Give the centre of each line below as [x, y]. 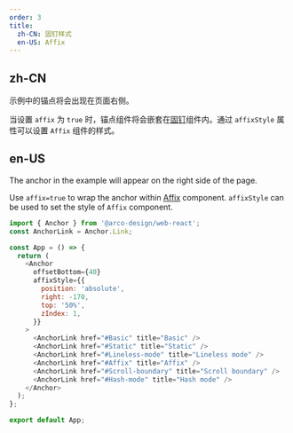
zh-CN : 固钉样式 [45, 34]
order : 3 [25, 17]
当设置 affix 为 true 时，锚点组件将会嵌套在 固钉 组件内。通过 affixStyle [142, 120]
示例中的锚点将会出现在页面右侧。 [71, 101]
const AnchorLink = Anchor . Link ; [71, 232]
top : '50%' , [63, 305]
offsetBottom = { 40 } [67, 272]
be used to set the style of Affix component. [91, 207]
